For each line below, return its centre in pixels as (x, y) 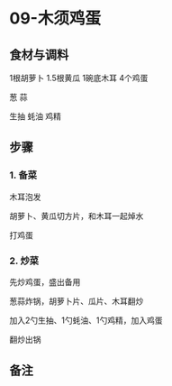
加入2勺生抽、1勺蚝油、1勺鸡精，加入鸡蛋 (86, 320)
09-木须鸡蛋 (55, 18)
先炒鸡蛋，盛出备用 (45, 281)
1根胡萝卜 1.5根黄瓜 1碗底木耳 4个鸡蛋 (79, 78)
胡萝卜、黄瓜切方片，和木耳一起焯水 (77, 216)
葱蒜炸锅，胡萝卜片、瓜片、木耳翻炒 (77, 301)
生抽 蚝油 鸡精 (35, 116)
